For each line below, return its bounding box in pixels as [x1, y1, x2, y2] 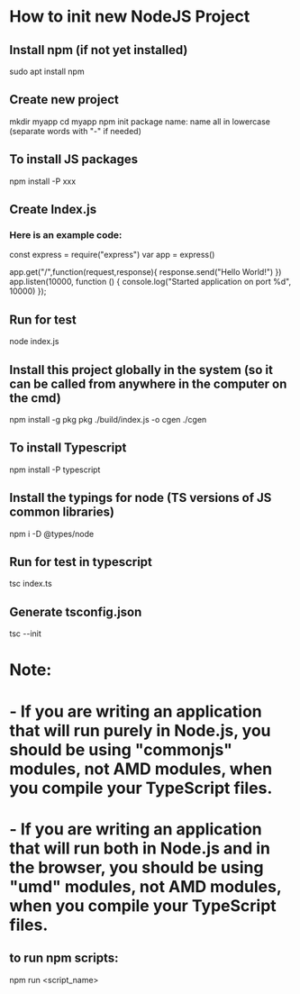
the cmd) [9, 390, 61, 406]
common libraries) [9, 505, 115, 520]
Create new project [9, 92, 119, 107]
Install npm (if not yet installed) [9, 42, 188, 58]
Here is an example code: [9, 228, 123, 241]
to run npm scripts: [9, 951, 119, 966]
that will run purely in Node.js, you [9, 720, 272, 741]
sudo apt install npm [9, 66, 85, 77]
